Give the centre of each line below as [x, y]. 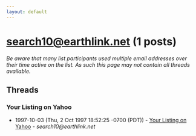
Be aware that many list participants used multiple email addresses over [97, 58]
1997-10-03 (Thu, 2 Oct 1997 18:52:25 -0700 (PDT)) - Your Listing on [101, 120]
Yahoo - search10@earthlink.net [55, 126]
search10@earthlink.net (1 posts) [91, 41]
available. [19, 71]
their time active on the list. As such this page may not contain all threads [98, 64]
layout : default [27, 12]
